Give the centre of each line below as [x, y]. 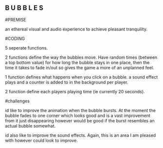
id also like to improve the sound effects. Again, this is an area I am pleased [81, 135]
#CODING [15, 38]
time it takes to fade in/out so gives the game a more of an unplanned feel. [80, 67]
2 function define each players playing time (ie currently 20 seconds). [75, 91]
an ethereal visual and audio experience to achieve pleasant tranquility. [76, 29]
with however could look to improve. [41, 140]
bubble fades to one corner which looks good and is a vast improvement [78, 115]
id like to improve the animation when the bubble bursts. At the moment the [80, 110]
